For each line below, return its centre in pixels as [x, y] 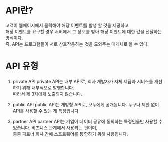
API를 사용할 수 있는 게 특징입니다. [46, 111]
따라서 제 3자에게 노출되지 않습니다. [48, 94]
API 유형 [22, 66]
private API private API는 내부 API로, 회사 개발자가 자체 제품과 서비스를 [83, 81]
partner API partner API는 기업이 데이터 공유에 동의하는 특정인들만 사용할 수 [88, 121]
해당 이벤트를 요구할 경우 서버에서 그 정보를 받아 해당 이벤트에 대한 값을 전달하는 [84, 31]
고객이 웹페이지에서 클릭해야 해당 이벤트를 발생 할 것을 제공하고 [67, 25]
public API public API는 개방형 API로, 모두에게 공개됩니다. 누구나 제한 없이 [86, 104]
